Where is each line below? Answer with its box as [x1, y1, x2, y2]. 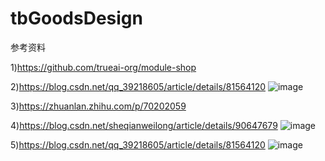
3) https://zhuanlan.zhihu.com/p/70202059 [10, 100, 187, 112]
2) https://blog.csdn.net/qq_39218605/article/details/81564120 [10, 80, 267, 92]
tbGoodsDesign [10, 7, 143, 30]
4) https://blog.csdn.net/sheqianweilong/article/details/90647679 [10, 119, 278, 131]
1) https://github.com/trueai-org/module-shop [10, 61, 197, 73]
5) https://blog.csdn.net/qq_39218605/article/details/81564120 [10, 138, 266, 151]
